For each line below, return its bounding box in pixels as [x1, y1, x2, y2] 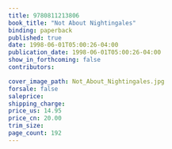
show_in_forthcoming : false [8, 56, 101, 64]
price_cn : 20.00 [8, 114, 62, 123]
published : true [8, 33, 62, 42]
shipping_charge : [8, 100, 66, 108]
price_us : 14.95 [8, 107, 62, 115]
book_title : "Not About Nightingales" [8, 19, 136, 27]
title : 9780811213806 [8, 11, 80, 20]
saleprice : [8, 92, 44, 100]
